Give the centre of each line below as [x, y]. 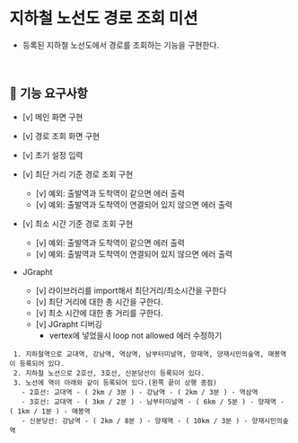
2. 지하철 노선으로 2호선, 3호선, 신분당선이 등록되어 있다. [109, 373]
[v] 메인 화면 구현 [53, 117]
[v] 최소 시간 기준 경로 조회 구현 [78, 223]
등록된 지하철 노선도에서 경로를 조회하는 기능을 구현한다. [121, 45]
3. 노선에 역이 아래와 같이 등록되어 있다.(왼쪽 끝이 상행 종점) [115, 383]
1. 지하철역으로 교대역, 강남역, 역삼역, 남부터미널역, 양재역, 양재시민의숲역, [139, 354]
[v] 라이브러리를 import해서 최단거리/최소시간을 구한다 [131, 290]
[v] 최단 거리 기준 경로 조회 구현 [78, 174]
